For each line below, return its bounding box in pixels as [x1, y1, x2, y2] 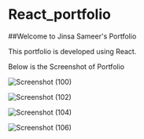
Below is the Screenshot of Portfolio [8, 61, 124, 71]
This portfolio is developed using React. [8, 46, 137, 56]
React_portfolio [8, 5, 112, 24]
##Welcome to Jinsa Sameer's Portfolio [8, 31, 137, 41]
